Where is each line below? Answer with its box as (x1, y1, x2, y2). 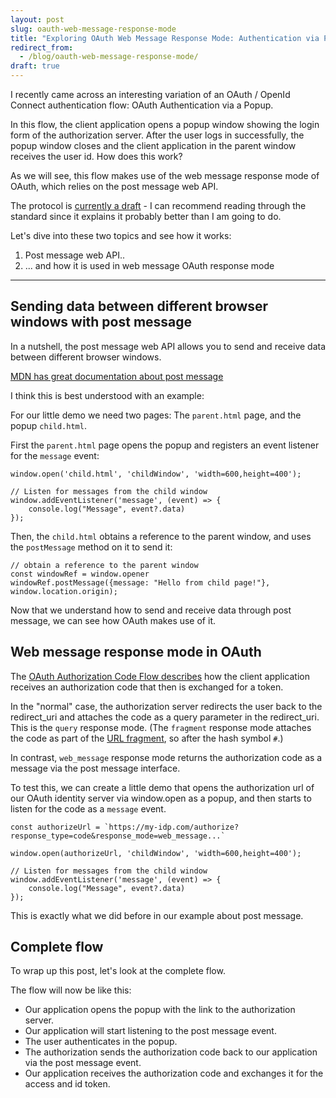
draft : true (10, 61, 60, 71)
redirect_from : (10, 42, 74, 53)
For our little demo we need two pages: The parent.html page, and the (10, 409, 302, 421)
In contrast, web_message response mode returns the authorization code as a (10, 751, 323, 763)
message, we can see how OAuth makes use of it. (10, 614, 216, 626)
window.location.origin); (10, 586, 118, 596)
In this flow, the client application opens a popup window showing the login (10, 119, 320, 130)
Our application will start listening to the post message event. (24, 1025, 277, 1037)
